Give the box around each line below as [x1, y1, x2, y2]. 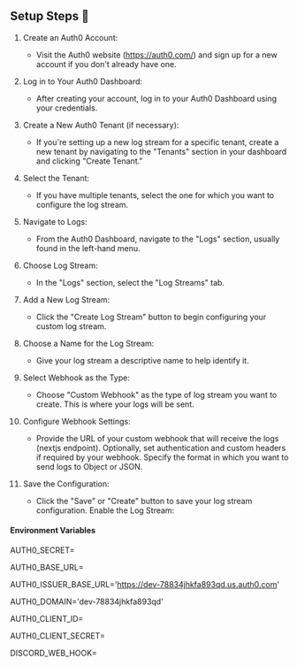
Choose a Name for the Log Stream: [22, 338, 155, 348]
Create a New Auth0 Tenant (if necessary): [22, 119, 179, 130]
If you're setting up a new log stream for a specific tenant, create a [35, 136, 279, 147]
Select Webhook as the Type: [22, 372, 131, 383]
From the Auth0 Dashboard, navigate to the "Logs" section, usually [35, 233, 280, 244]
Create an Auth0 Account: [22, 32, 118, 42]
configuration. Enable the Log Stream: [35, 505, 175, 516]
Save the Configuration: [22, 478, 110, 489]
